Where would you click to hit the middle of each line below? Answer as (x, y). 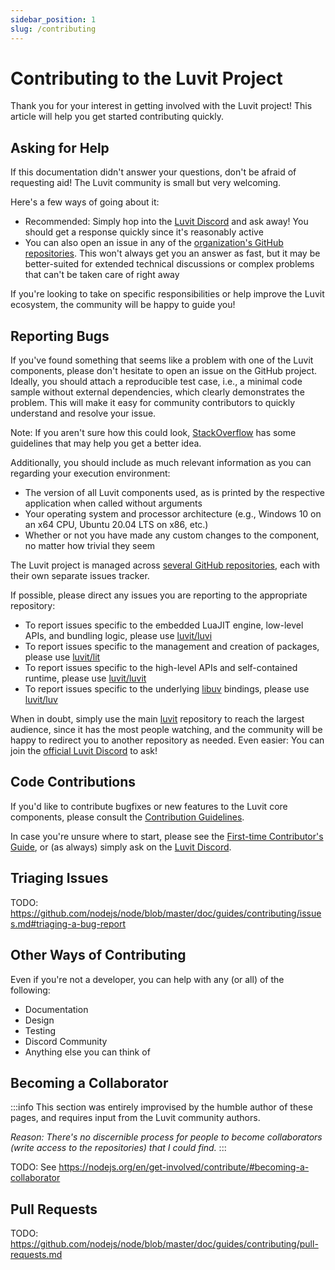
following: (30, 990)
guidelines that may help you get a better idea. (106, 443)
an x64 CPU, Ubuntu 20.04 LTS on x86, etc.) (116, 525)
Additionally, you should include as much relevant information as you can (161, 463)
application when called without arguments (113, 503)
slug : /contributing (53, 29)
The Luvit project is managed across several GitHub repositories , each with (165, 565)
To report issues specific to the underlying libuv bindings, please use (167, 689)
